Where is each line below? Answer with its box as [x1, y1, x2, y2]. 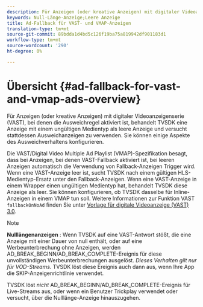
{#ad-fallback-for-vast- [60, 79, 181, 93]
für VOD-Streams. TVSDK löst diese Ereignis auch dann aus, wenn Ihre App [7, 263, 195, 270]
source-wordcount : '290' [7, 43, 69, 49]
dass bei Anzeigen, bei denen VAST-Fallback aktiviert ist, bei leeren [7, 156, 175, 163]
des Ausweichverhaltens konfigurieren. [7, 138, 104, 145]
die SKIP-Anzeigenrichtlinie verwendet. [7, 270, 104, 277]
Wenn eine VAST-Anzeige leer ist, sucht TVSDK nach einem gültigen [7, 169, 177, 176]
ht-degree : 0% [7, 48, 43, 54]
